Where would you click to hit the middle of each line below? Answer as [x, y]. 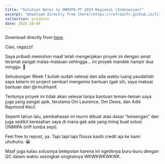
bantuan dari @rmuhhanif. [31, 87]
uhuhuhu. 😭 [18, 142]
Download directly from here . [35, 37]
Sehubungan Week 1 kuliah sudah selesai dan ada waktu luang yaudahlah [80, 76]
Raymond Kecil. [21, 107]
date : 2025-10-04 [23, 23]
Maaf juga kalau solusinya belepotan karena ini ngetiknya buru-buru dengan [82, 151]
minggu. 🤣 [15, 67]
